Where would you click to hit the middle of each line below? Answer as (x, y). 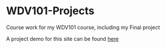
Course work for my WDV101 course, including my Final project (83, 27)
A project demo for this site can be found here (63, 39)
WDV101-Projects (50, 11)
